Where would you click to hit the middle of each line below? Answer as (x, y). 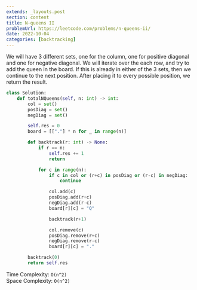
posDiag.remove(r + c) (74, 236)
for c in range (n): (62, 170)
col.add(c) (62, 192)
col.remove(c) (66, 230)
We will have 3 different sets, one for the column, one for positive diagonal (98, 57)
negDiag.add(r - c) (70, 203)
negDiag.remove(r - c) (74, 241)
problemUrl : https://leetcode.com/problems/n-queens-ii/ (79, 28)
